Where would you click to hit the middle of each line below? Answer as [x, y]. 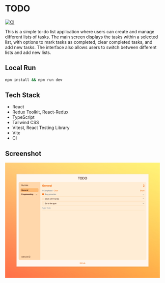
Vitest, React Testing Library [41, 128]
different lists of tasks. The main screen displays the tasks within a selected [82, 37]
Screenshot [23, 153]
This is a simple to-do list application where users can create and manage [80, 31]
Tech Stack [23, 95]
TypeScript [23, 117]
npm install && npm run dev [34, 80]
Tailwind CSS [26, 123]
